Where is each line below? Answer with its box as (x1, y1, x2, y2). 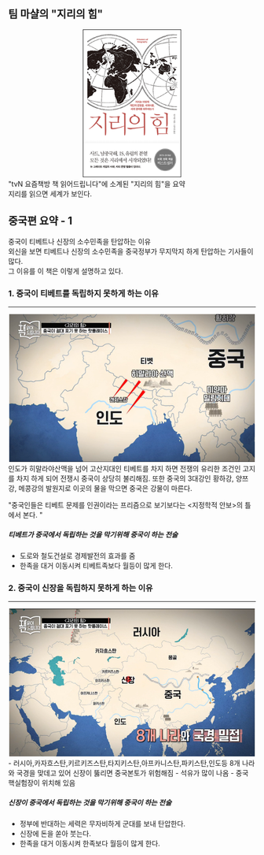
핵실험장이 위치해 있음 (8, 779, 76, 788)
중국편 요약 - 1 (8, 214, 73, 228)
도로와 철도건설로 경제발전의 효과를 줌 (19, 551, 136, 560)
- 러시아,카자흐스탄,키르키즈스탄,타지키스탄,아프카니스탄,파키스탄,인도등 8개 (8, 759, 241, 768)
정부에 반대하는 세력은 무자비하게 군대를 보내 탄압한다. (19, 819, 186, 829)
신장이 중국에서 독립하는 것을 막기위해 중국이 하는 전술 (8, 797, 172, 807)
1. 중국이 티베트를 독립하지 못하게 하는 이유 (8, 288, 159, 299)
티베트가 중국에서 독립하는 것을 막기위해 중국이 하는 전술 (8, 530, 178, 539)
